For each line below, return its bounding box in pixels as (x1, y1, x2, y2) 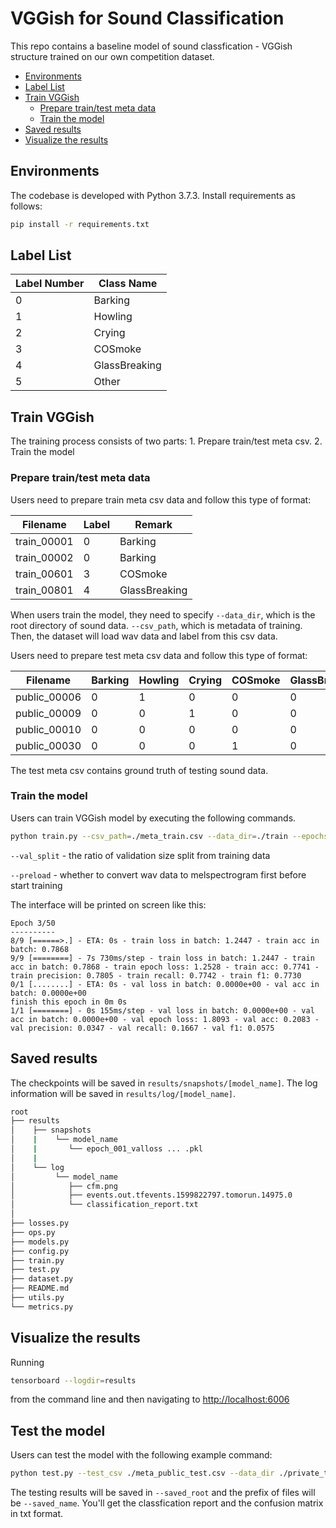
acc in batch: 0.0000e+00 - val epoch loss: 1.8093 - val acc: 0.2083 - (10, 1014, 320, 1024)
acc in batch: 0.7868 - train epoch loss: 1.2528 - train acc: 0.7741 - (10, 962, 320, 972)
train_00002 (15, 550, 74, 564)
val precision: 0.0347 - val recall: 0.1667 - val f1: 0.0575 (10, 1023, 275, 1033)
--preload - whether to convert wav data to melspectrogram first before (10, 868, 307, 881)
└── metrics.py (10, 1302, 74, 1312)
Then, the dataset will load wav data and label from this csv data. (10, 630, 278, 642)
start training (10, 879, 63, 891)
